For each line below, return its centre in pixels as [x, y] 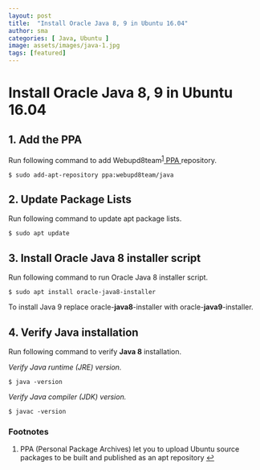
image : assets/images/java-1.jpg [64, 46]
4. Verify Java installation [73, 332]
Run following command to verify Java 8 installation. [95, 352]
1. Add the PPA [45, 139]
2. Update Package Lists [70, 200]
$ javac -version [37, 412]
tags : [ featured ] [37, 53]
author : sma [28, 31]
